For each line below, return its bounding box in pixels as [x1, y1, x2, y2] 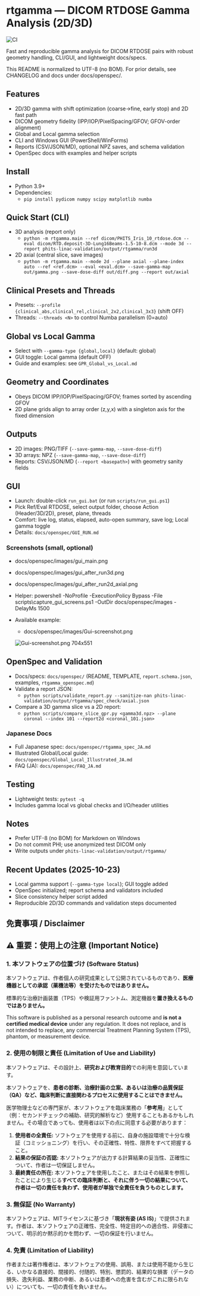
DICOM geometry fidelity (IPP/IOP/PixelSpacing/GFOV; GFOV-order [14, 118, 180, 125]
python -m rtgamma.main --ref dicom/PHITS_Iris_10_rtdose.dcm [23, 236, 182, 242]
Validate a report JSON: [14, 685, 73, 692]
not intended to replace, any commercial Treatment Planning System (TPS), [6, 1027, 191, 1034]
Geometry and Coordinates [6, 377, 109, 387]
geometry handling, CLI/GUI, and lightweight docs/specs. [6, 54, 147, 61]
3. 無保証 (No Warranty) [6, 1200, 76, 1208]
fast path [14, 111, 37, 118]
